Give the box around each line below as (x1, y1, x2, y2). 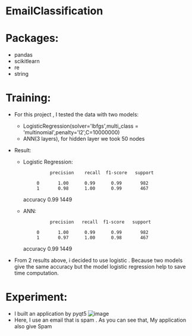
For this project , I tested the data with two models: (14, 111, 139, 118)
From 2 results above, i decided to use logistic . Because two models (14, 257, 183, 264)
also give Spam (14, 323, 52, 329)
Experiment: (5, 291, 68, 304)
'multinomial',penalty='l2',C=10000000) (23, 129, 120, 136)
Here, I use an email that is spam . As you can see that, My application (14, 316, 187, 323)
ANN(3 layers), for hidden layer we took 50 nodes (23, 135, 145, 143)
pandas (14, 51, 33, 58)
